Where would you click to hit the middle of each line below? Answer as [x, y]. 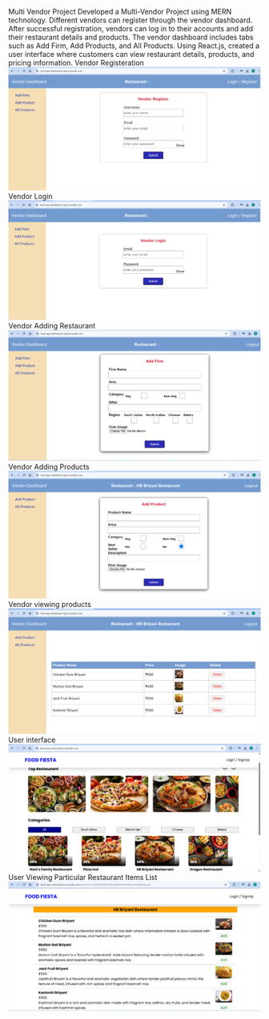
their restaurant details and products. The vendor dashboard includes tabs [131, 37]
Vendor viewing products [50, 605]
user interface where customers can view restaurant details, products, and [131, 54]
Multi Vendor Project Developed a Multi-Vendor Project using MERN [120, 12]
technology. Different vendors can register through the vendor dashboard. [130, 20]
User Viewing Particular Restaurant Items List [83, 878]
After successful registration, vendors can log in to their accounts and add [131, 29]
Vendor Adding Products [49, 467]
